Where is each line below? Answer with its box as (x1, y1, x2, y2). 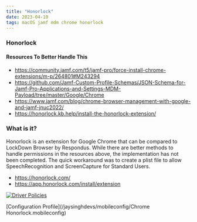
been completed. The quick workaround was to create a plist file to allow (6, 156, 182, 163)
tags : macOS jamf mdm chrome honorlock (6, 19, 104, 25)
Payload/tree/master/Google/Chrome (14, 91, 104, 98)
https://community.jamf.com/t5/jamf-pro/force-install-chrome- (14, 66, 166, 73)
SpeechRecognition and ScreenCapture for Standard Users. (6, 162, 151, 170)
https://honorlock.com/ (14, 174, 71, 181)
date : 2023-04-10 (6, 14, 49, 20)
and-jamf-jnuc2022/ (14, 104, 64, 111)
